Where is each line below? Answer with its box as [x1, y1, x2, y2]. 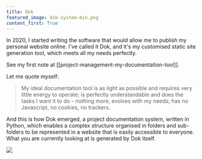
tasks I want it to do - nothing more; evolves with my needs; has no [21, 97, 189, 105]
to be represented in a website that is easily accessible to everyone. [25, 128, 195, 136]
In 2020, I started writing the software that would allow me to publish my [6, 37, 187, 44]
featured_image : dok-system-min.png [6, 15, 99, 21]
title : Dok [6, 8, 34, 15]
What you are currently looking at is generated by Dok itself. [6, 135, 156, 142]
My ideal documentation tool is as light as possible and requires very [21, 85, 192, 92]
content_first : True [6, 20, 59, 26]
